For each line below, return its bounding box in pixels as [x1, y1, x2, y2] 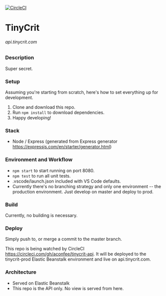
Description [5, 54, 34, 61]
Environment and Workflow [5, 156, 73, 163]
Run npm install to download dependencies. [12, 109, 105, 115]
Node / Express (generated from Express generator [12, 138, 118, 144]
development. [5, 95, 33, 100]
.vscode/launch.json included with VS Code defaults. [12, 178, 121, 184]
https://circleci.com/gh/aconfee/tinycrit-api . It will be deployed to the [5, 251, 147, 257]
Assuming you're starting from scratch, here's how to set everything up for [5, 90, 159, 96]
